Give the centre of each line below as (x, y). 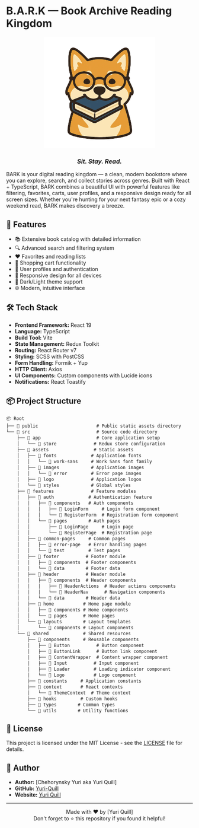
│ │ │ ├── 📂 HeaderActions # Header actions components (97, 586)
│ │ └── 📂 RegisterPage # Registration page (84, 533)
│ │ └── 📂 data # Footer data (68, 568)
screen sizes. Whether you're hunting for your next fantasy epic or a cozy (96, 199)
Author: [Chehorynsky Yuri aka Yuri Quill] (66, 782)
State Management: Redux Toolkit (57, 344)
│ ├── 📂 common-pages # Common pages (71, 539)
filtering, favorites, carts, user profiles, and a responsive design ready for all (99, 193)
